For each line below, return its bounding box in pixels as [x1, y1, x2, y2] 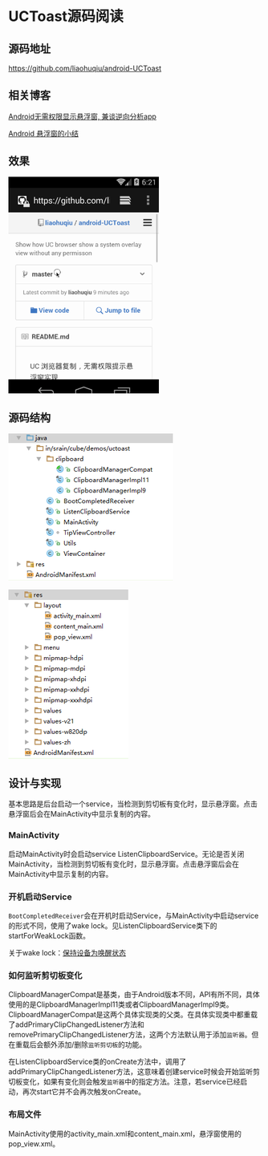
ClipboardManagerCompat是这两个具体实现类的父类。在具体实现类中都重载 [8, 1010, 258, 1020]
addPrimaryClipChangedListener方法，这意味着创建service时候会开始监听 [8, 1067, 254, 1077]
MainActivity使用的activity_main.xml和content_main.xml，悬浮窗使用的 [8, 1129, 242, 1138]
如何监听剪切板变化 [8, 970, 83, 981]
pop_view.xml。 [8, 1138, 60, 1148]
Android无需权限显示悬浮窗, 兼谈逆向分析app [8, 112, 156, 121]
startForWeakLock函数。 [8, 931, 91, 940]
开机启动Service [8, 891, 72, 902]
